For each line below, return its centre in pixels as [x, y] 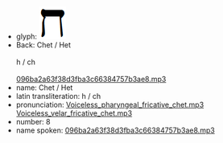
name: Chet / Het [44, 88]
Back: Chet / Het [43, 45]
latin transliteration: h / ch [58, 96]
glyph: [27, 36]
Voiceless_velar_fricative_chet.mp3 [74, 113]
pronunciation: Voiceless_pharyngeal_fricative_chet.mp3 [110, 104]
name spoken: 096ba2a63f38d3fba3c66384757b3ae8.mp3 [115, 130]
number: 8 [33, 122]
